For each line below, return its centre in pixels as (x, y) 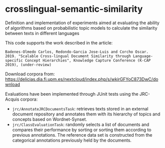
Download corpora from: (30, 74)
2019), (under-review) (28, 65)
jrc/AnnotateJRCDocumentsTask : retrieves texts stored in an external (80, 109)
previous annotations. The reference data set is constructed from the (82, 135)
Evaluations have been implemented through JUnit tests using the (72, 94)
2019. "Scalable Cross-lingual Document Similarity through (68, 56)
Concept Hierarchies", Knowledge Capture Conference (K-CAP (88, 60)
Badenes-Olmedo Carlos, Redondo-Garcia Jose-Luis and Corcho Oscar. (77, 52)
